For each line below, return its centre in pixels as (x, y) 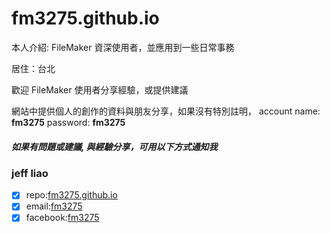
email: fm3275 (54, 206)
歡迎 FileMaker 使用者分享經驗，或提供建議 (100, 89)
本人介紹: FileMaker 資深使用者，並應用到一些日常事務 (123, 47)
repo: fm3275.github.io (71, 195)
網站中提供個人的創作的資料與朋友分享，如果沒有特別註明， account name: (166, 111)
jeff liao (30, 173)
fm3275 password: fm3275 (68, 122)
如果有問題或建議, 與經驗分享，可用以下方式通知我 (114, 146)
